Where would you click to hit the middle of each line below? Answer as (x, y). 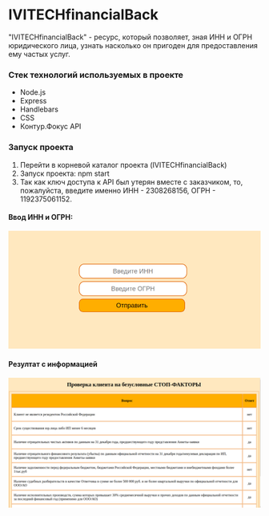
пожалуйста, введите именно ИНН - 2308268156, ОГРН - (118, 190)
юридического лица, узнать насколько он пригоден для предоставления (133, 45)
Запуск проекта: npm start (64, 173)
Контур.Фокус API (50, 127)
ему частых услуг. (39, 54)
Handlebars (39, 109)
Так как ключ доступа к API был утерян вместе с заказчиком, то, (131, 181)
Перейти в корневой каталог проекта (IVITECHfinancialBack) (123, 165)
